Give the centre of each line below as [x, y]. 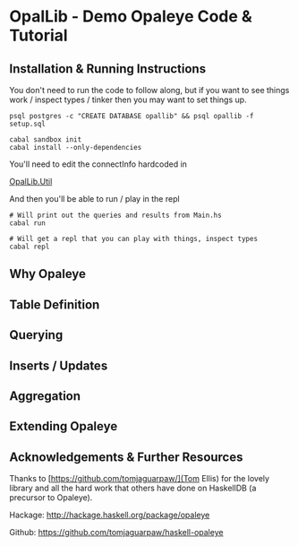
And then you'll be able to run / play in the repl [95, 199]
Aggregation [45, 396]
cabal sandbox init [46, 140]
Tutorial [39, 35]
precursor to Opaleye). [51, 498]
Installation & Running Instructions [108, 69]
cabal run [28, 223]
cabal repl [30, 247]
